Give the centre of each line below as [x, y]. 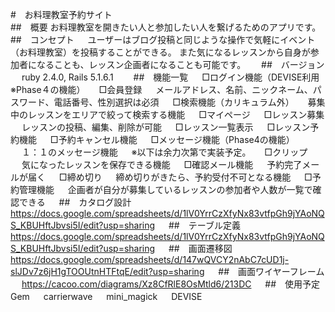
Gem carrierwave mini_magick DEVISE [106, 296]
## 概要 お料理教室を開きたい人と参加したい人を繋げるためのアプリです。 [163, 27]
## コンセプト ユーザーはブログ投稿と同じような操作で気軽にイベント [163, 39]
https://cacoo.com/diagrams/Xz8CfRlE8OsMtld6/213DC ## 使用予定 [171, 284]
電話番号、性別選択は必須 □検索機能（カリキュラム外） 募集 [189, 102]
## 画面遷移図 [200, 248]
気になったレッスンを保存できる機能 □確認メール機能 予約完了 [162, 164]
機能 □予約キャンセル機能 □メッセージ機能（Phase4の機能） [156, 139]
